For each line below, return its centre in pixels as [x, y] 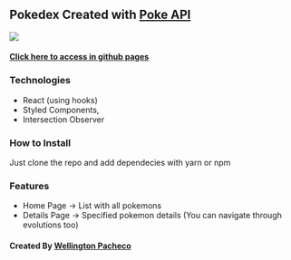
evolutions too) [50, 225]
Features [29, 186]
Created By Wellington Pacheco [70, 246]
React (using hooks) [60, 100]
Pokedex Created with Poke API [100, 15]
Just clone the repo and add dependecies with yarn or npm [120, 163]
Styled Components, [61, 110]
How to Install [40, 142]
